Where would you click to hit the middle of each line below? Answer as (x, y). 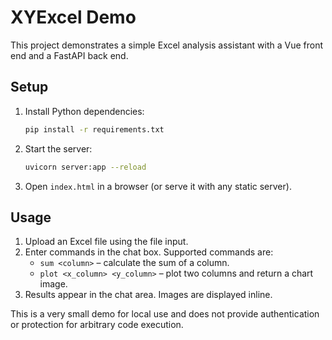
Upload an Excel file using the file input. (106, 242)
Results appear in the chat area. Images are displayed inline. (148, 295)
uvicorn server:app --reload (85, 167)
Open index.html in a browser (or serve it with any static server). (158, 186)
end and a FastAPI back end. (69, 55)
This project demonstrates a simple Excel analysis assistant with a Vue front (167, 45)
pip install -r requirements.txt (94, 129)
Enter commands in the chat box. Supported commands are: (149, 252)
